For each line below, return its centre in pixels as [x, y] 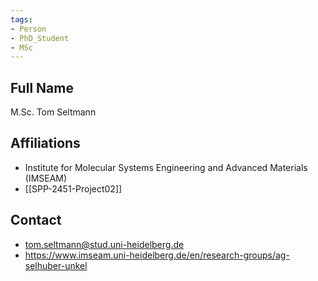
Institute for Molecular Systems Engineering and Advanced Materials [166, 167]
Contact [36, 220]
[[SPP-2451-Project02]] [73, 188]
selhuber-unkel [56, 265]
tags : [21, 19]
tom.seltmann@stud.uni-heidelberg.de [104, 244]
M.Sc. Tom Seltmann [53, 112]
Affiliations [45, 143]
